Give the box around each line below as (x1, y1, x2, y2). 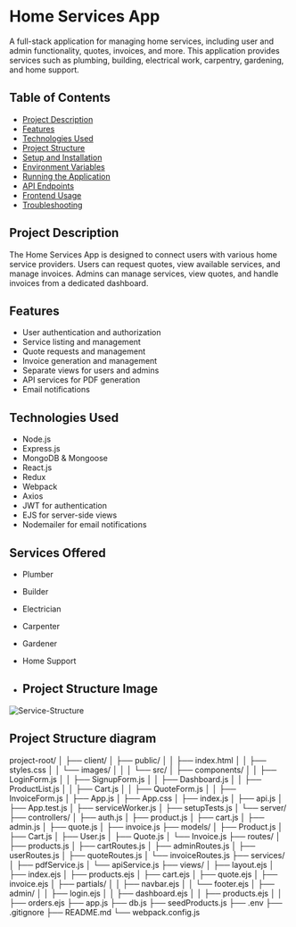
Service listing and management (21, 337, 141, 348)
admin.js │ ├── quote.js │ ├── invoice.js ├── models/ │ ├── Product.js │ (9, 821, 284, 832)
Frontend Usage (21, 190, 82, 200)
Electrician (21, 603, 62, 614)
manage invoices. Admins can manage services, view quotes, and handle (9, 268, 279, 279)
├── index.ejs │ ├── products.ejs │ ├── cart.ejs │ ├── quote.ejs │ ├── (9, 869, 278, 880)
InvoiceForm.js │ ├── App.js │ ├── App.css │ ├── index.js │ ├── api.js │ (9, 793, 284, 804)
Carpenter (21, 621, 61, 631)
